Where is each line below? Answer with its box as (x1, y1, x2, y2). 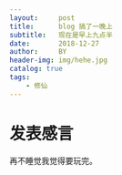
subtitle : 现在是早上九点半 (9, 30, 114, 39)
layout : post (9, 13, 76, 23)
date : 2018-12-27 (9, 38, 100, 48)
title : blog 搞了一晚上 (9, 22, 114, 31)
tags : (9, 73, 30, 82)
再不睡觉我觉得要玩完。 (9, 155, 97, 166)
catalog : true (9, 65, 64, 74)
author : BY (9, 47, 67, 57)
